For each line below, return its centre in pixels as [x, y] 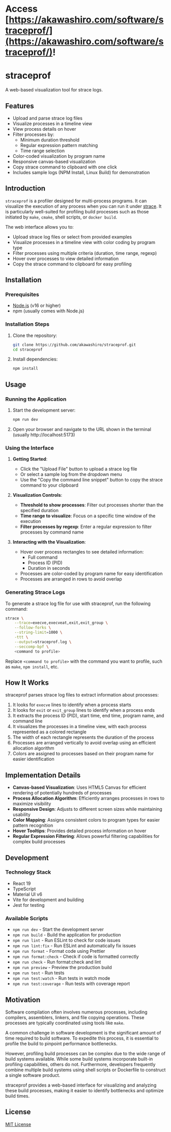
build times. [17, 1096]
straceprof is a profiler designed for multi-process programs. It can [76, 201]
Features [20, 106]
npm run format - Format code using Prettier [59, 951]
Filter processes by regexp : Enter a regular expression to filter [86, 527]
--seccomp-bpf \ [32, 646]
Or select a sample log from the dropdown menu [71, 474]
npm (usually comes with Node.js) [48, 311]
